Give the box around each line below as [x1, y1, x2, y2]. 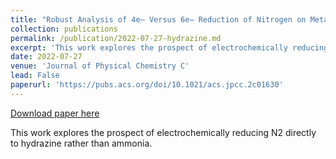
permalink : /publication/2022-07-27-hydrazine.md [10, 33, 222, 43]
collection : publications [10, 24, 118, 34]
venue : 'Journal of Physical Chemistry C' [10, 61, 190, 71]
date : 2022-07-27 [10, 52, 83, 62]
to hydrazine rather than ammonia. [10, 137, 153, 149]
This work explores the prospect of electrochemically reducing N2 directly [10, 126, 317, 138]
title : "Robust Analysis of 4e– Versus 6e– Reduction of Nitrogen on [10, 14, 307, 25]
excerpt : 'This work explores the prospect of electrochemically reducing [10, 42, 329, 53]
